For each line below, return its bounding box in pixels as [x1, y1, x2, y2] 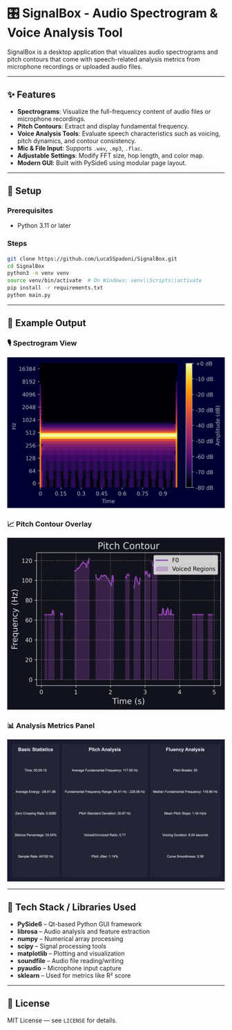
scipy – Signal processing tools [17, 942, 107, 950]
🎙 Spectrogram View [7, 338, 77, 348]
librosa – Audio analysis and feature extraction [17, 927, 151, 935]
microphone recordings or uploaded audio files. [7, 62, 143, 70]
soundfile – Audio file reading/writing [17, 956, 124, 964]
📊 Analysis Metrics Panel [7, 721, 95, 730]
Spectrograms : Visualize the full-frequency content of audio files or [17, 107, 211, 115]
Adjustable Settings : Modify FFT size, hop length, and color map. [17, 151, 205, 160]
